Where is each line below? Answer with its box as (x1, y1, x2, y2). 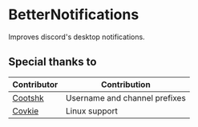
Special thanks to (8, 55, 97, 69)
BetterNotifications (8, 6, 139, 24)
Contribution (100, 78, 151, 89)
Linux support (65, 105, 118, 117)
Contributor (12, 78, 59, 89)
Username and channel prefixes (65, 92, 186, 103)
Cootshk (12, 92, 44, 103)
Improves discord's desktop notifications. (8, 32, 146, 42)
